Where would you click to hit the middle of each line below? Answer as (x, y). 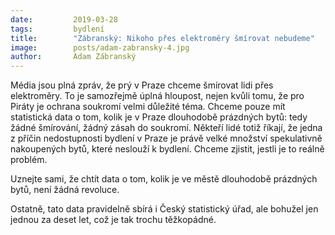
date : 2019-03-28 (64, 19)
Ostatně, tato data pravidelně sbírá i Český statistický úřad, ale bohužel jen (164, 209)
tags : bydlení (57, 29)
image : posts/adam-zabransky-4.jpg (100, 47)
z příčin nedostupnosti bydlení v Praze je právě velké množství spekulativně (166, 138)
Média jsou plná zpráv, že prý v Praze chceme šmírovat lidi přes (142, 85)
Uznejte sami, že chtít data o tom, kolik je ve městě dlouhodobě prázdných (164, 179)
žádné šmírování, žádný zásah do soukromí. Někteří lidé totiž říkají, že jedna (166, 128)
